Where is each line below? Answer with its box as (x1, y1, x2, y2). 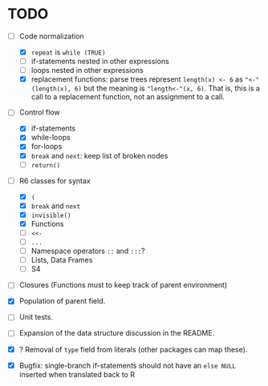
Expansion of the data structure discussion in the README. (18, 328, 215, 338)
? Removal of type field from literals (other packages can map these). (18, 344, 248, 354)
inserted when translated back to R (18, 369, 136, 379)
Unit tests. (18, 312, 54, 322)
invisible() (30, 211, 71, 219)
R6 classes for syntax (18, 175, 91, 185)
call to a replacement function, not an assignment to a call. (30, 92, 225, 102)
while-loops (30, 133, 71, 143)
